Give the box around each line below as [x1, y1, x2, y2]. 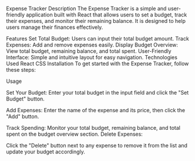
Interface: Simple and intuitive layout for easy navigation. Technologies [6, 54, 178, 61]
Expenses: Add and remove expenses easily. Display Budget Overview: [6, 41, 178, 48]
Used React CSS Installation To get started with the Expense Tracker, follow [6, 60, 189, 67]
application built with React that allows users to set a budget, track [26, 11, 187, 18]
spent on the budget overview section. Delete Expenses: [6, 130, 143, 137]
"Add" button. [6, 113, 39, 120]
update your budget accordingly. [6, 148, 85, 155]
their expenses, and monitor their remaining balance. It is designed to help [6, 18, 186, 24]
